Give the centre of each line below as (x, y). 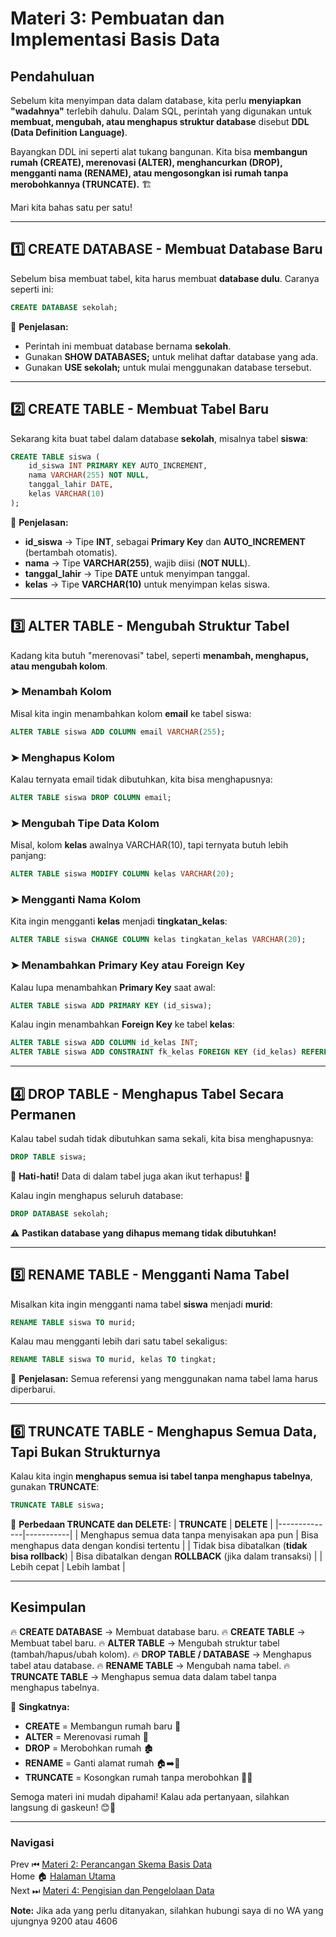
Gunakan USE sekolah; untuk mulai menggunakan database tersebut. (168, 367)
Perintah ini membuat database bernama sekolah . (128, 346)
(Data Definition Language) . (69, 132)
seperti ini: (32, 289)
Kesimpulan (48, 1607)
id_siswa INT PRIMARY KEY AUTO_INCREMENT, (118, 466)
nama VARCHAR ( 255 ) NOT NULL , (89, 475)
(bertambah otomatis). (71, 552)
